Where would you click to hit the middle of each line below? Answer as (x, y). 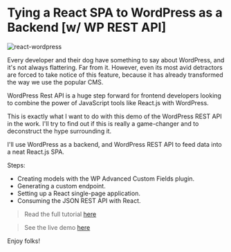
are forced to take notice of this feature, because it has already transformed (115, 75)
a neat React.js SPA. (36, 152)
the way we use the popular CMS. (55, 82)
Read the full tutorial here (60, 214)
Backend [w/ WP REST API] (87, 27)
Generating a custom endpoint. (61, 186)
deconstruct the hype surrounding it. (59, 131)
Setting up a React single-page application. (78, 193)
